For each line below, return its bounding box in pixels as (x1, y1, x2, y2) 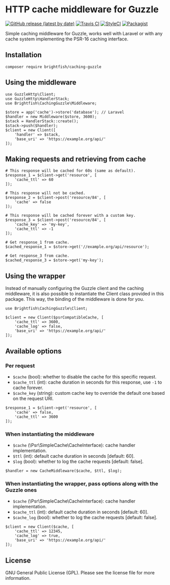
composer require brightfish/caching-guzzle (5, 64, 102, 70)
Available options (5, 347, 62, 355)
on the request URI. (12, 395, 54, 401)
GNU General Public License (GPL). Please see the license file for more (5, 570, 155, 576)
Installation (5, 51, 42, 59)
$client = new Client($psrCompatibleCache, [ (5, 315, 104, 320)
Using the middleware (5, 78, 77, 87)
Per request (5, 362, 35, 369)
